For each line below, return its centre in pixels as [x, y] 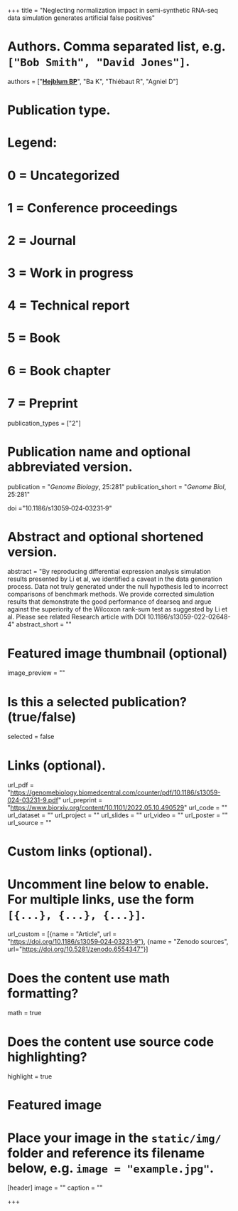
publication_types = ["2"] [44, 423]
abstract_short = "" [44, 624]
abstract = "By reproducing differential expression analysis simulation [109, 572]
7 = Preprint [43, 403]
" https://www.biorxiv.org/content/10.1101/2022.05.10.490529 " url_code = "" [118, 808]
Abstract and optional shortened [106, 536]
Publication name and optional [99, 452]
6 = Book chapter [59, 371]
